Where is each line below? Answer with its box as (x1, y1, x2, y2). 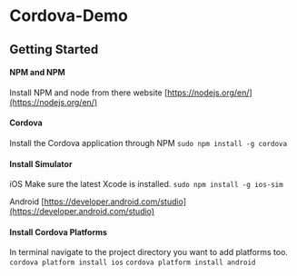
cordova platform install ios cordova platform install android (9, 258, 256, 268)
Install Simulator (9, 158, 73, 169)
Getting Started (9, 42, 99, 57)
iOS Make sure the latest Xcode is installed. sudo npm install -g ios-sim (9, 179, 283, 190)
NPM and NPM (9, 67, 65, 78)
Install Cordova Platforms (9, 226, 107, 237)
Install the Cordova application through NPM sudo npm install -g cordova (9, 137, 288, 148)
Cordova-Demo (9, 5, 129, 26)
